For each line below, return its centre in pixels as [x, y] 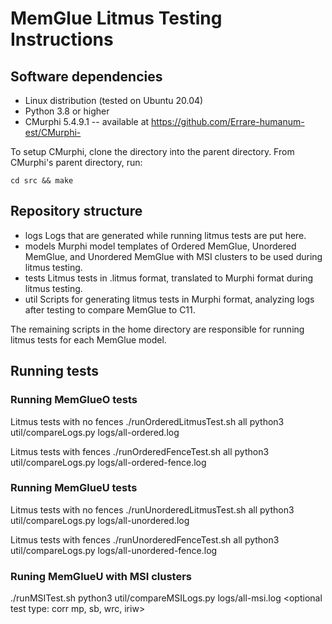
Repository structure [76, 211]
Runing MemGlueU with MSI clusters [101, 576]
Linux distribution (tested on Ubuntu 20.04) [114, 100]
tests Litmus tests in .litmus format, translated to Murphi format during [169, 278]
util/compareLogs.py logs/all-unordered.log [100, 520]
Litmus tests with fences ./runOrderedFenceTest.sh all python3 [140, 451]
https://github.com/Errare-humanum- [228, 121]
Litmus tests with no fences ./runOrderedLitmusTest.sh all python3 [147, 421]
